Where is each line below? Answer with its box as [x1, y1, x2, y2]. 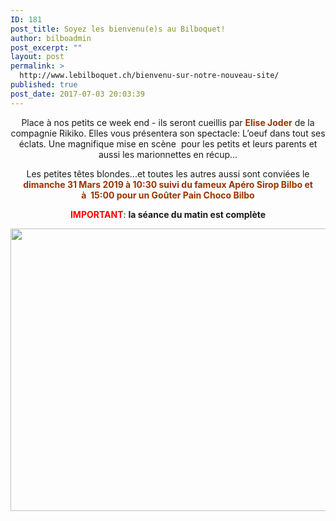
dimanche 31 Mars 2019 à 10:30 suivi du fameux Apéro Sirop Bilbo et [23, 178, 313, 190]
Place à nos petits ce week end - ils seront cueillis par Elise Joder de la [21, 116, 315, 128]
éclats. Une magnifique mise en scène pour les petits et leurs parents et [18, 137, 318, 150]
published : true [10, 80, 78, 90]
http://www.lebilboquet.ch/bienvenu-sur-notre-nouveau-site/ [19, 71, 280, 81]
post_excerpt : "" [10, 42, 83, 53]
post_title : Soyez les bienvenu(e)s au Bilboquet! [10, 24, 226, 34]
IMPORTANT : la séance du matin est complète [69, 208, 267, 220]
